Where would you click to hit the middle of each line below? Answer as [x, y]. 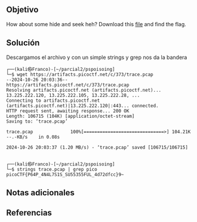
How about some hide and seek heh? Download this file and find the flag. [96, 24]
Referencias [29, 213]
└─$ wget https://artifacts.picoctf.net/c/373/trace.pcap [80, 74]
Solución [23, 43]
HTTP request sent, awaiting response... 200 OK [68, 111]
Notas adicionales [40, 193]
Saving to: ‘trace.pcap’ [37, 121]
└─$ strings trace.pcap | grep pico [52, 169]
